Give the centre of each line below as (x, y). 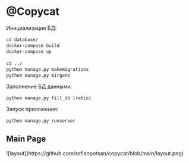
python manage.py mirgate (38, 75)
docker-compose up (29, 51)
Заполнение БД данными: (39, 86)
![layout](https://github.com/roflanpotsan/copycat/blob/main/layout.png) (95, 153)
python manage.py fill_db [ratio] (49, 98)
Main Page (26, 139)
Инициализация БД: (31, 28)
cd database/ (22, 40)
